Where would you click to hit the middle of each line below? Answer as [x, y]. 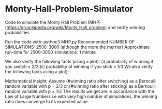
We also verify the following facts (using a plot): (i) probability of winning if [79, 61]
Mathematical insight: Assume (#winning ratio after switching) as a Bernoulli [81, 81]
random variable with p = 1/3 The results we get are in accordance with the [80, 91]
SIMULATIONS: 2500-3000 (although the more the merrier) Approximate [77, 47]
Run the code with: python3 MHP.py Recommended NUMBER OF [70, 41]
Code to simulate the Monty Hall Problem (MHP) [53, 22]
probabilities [17, 32]
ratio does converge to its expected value [46, 101]
